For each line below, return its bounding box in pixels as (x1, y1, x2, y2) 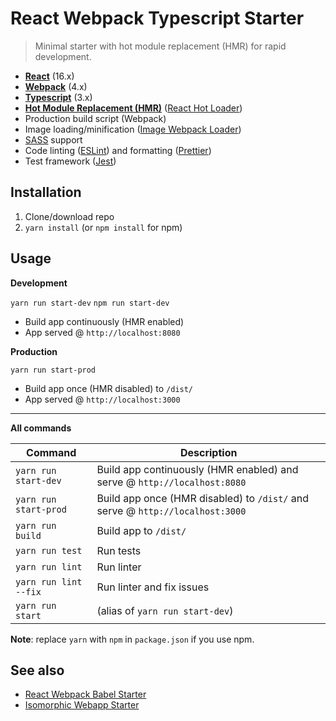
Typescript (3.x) (24, 91, 93, 103)
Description (179, 445, 238, 459)
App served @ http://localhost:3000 (24, 393, 181, 405)
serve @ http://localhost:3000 (96, 503, 247, 517)
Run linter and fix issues (96, 580, 210, 594)
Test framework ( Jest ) (24, 155, 117, 167)
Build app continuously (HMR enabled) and (96, 462, 299, 476)
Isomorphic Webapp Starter (24, 699, 140, 711)
